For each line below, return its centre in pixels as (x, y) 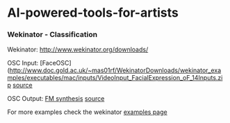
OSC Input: (23, 63)
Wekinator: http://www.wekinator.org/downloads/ (78, 49)
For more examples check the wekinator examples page (88, 112)
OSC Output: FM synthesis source (56, 99)
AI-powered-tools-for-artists (93, 13)
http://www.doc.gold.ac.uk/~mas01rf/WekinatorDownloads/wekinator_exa (115, 70)
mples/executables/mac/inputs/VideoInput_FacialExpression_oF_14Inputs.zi (115, 78)
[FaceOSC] (56, 63)
